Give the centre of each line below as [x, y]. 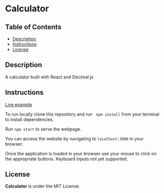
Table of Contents [33, 27]
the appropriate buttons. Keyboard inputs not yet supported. [66, 159]
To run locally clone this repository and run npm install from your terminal [82, 114]
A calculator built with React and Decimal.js [49, 77]
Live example [19, 104]
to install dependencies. [29, 119]
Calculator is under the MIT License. [43, 186]
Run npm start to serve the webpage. [43, 129]
